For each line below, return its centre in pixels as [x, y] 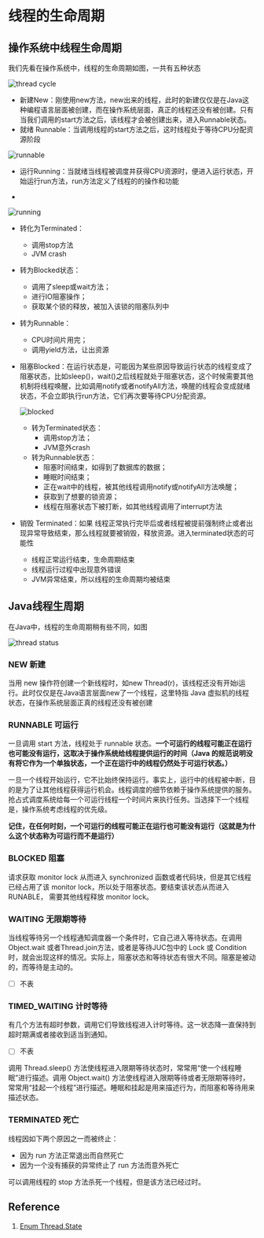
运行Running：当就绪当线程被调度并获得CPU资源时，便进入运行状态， [133, 171]
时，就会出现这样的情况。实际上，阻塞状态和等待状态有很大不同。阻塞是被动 [132, 957]
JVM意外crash [66, 448]
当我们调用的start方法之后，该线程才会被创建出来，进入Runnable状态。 [135, 120]
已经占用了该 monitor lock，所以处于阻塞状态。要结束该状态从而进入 [119, 886]
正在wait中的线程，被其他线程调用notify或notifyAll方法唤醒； [141, 487]
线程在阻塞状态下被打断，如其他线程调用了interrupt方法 [132, 507]
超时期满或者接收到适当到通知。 [60, 1034]
